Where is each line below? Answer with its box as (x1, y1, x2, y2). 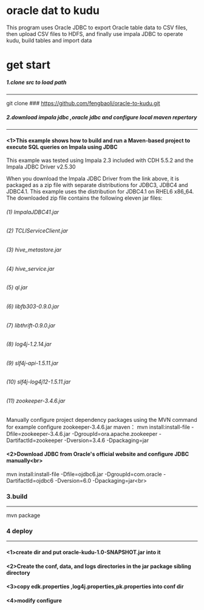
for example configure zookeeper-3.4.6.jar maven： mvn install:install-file (6, 423, 190, 430)
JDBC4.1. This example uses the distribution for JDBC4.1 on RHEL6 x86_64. (6, 188, 194, 195)
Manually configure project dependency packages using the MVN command (6, 416, 197, 423)
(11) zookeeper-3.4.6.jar (6, 397, 66, 404)
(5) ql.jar (6, 284, 28, 291)
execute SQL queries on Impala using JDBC (6, 143, 118, 150)
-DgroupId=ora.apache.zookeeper (72, 430, 158, 437)
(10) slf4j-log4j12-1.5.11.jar (6, 378, 71, 385)
